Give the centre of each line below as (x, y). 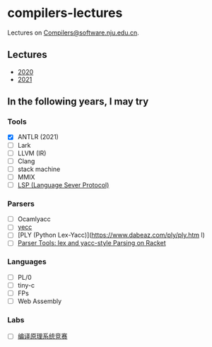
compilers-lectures (65, 13)
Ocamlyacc (34, 219)
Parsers (21, 204)
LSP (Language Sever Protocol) (63, 184)
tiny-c (26, 285)
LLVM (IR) (32, 153)
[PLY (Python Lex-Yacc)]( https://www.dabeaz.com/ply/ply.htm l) (111, 235)
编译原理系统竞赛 (42, 336)
